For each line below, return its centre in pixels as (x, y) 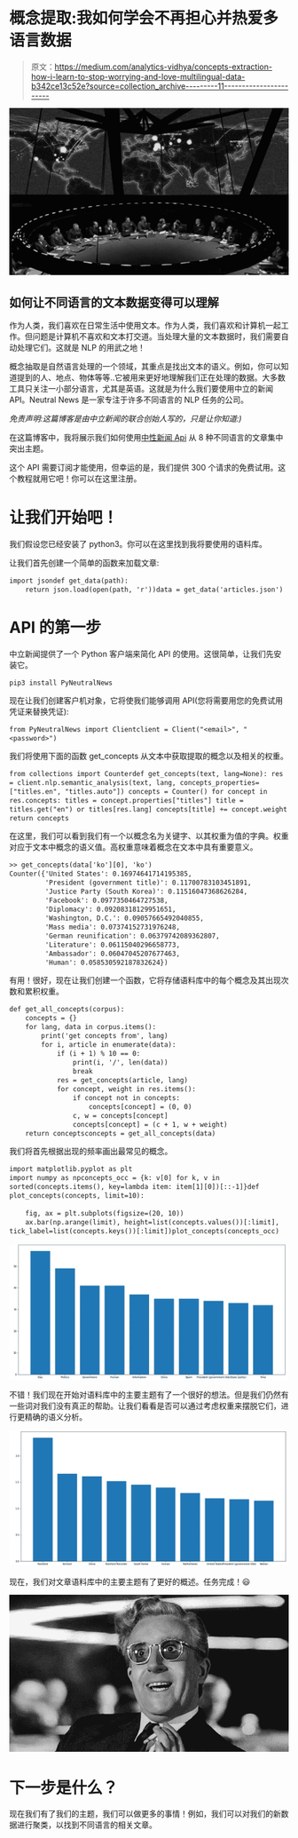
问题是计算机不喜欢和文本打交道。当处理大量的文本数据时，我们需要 (157, 336)
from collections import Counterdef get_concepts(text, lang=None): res (146, 773)
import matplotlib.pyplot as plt (71, 1169)
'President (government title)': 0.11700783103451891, (148, 883)
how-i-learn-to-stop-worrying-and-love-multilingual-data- (138, 76)
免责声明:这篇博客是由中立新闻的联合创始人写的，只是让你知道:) (125, 418)
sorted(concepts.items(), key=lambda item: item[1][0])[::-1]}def (134, 1186)
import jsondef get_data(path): (69, 581)
